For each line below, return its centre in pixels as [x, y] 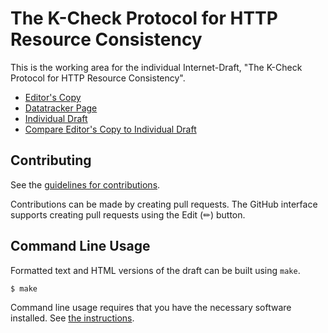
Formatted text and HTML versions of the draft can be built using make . [155, 270]
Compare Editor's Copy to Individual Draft [110, 129]
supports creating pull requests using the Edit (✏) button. [128, 214]
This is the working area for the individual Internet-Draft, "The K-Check [156, 67]
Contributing [51, 160]
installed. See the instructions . [72, 318]
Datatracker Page [61, 108]
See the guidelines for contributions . [85, 184]
